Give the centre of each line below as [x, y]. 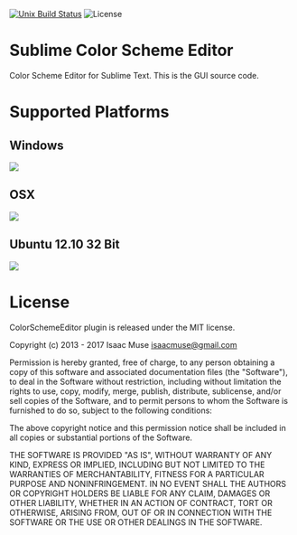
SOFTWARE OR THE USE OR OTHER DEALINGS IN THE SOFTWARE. [136, 522]
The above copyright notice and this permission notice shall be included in [148, 427]
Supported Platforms [89, 112]
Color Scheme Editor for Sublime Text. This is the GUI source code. [135, 75]
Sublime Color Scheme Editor [121, 51]
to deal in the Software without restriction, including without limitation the [145, 381]
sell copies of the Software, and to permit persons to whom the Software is [149, 400]
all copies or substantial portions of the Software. [101, 437]
